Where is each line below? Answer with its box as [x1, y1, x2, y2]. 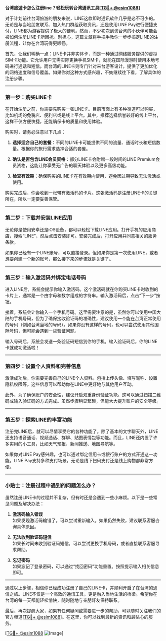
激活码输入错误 [12, 511, 43, 517]
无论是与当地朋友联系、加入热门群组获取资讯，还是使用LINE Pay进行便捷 [5, 22, 154, 27]
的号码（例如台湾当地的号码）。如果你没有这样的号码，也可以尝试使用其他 [5, 321, 155, 327]
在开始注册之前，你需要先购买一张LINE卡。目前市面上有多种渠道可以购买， [5, 106, 158, 112]
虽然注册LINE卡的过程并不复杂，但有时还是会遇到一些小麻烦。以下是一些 [5, 494, 153, 500]
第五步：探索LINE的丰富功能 [5, 417, 73, 424]
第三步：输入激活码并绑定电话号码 [5, 274, 86, 281]
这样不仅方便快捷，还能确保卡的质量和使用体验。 [5, 119, 105, 125]
